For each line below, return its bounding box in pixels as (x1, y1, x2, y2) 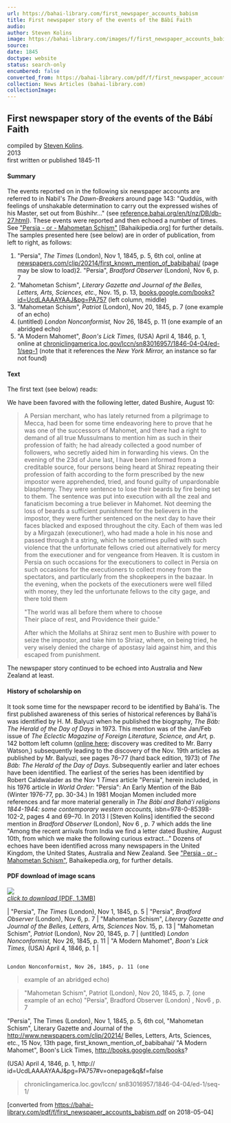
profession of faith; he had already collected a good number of (23, 441, 202, 450)
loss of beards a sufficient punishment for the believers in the (23, 507, 198, 515)
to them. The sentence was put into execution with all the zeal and (23, 492, 212, 501)
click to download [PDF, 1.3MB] (7, 894, 96, 902)
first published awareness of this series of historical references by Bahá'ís (7, 710, 217, 718)
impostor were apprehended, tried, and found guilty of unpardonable (23, 478, 219, 486)
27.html (7, 216, 28, 224)
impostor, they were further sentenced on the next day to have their (23, 514, 216, 523)
